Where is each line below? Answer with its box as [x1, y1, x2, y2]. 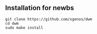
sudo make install [5, 25, 43, 30]
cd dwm [5, 21, 19, 26]
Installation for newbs [5, 4, 75, 12]
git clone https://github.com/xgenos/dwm [5, 17, 93, 21]
